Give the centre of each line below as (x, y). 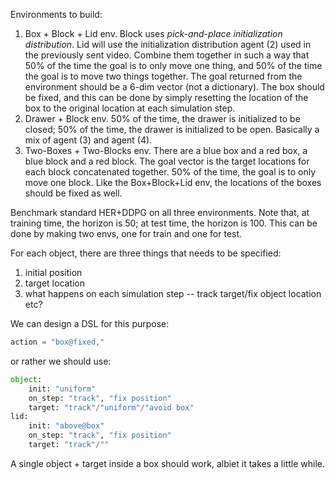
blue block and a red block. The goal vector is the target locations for (167, 161)
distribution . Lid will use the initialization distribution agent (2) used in (168, 44)
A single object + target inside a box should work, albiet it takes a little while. (168, 463)
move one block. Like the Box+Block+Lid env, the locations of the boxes (173, 182)
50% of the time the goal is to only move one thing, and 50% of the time (173, 65)
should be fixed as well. (73, 193)
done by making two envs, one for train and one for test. (126, 233)
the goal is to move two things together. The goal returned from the (163, 76)
